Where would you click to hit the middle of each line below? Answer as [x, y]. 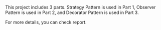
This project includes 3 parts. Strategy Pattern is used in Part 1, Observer [80, 7]
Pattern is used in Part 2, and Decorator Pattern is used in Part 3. [72, 12]
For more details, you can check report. [46, 22]
